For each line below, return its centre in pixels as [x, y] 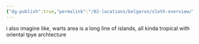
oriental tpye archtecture [36, 34]
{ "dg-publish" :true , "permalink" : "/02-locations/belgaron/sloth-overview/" [100, 11]
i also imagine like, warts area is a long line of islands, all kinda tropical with [98, 28]
